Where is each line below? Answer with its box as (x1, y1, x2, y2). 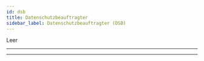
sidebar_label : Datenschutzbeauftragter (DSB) (6, 20, 126, 26)
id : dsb (6, 8, 26, 15)
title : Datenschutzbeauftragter (6, 14, 88, 21)
